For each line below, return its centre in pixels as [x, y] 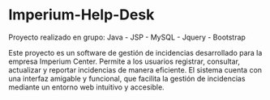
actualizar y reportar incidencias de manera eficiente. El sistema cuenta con [135, 69]
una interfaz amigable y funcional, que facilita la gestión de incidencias [127, 78]
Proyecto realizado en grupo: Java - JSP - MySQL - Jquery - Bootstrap [127, 37]
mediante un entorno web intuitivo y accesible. [86, 87]
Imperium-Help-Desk [81, 15]
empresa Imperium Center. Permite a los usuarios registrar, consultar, [124, 61]
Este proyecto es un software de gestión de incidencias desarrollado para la [135, 52]
